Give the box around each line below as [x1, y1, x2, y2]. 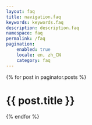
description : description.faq [6, 25, 80, 31]
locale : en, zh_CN [16, 52, 61, 58]
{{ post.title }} [6, 94, 75, 107]
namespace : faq [6, 30, 43, 36]
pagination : [6, 41, 35, 47]
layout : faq [6, 8, 35, 15]
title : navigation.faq [6, 14, 61, 20]
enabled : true [16, 47, 51, 53]
